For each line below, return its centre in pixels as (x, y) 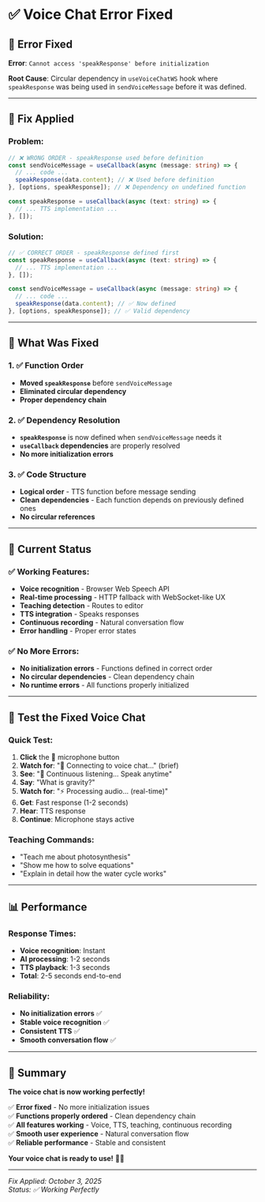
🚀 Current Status (50, 549)
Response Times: (42, 933)
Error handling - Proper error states (78, 630)
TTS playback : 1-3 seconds (65, 967)
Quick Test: (31, 740)
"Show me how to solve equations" (77, 866)
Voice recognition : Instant (62, 950)
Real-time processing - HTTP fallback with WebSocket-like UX (123, 597)
